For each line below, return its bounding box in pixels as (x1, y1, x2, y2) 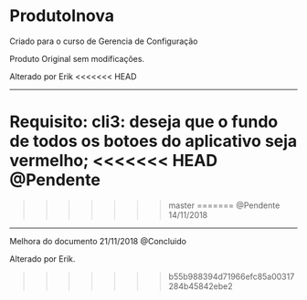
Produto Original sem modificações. (9, 53, 144, 64)
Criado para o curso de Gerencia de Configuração (9, 36, 198, 47)
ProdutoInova (9, 5, 114, 26)
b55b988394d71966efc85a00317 (168, 271, 295, 282)
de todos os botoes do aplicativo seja (9, 131, 298, 151)
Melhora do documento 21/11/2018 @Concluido (9, 235, 187, 246)
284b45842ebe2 (168, 280, 233, 292)
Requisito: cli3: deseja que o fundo (9, 111, 279, 132)
